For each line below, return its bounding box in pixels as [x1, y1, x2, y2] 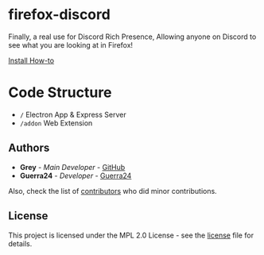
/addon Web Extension [19, 118, 93, 128]
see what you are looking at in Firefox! [8, 40, 134, 49]
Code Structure [8, 83, 112, 102]
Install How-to [8, 56, 54, 65]
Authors [8, 141, 50, 155]
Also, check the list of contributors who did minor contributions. [8, 186, 217, 195]
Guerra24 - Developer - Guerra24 [19, 171, 132, 180]
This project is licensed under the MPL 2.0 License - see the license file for [8, 230, 254, 240]
